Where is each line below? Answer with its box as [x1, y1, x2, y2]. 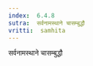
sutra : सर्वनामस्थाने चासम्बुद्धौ [8, 19, 85, 27]
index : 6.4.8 [8, 11, 56, 20]
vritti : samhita [8, 26, 66, 34]
